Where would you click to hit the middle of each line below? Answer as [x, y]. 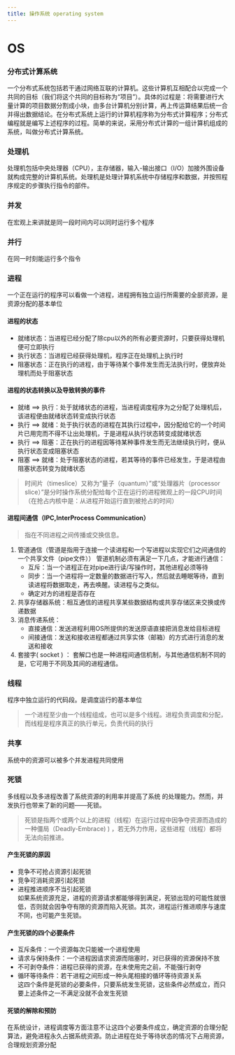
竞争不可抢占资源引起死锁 [54, 871]
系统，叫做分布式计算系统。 [47, 132]
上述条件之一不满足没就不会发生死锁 [76, 993]
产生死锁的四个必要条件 [41, 933]
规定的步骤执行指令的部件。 [53, 185]
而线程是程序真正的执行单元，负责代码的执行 [89, 723]
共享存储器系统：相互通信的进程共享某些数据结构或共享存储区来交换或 [119, 602]
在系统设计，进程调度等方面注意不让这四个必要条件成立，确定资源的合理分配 [117, 1027]
